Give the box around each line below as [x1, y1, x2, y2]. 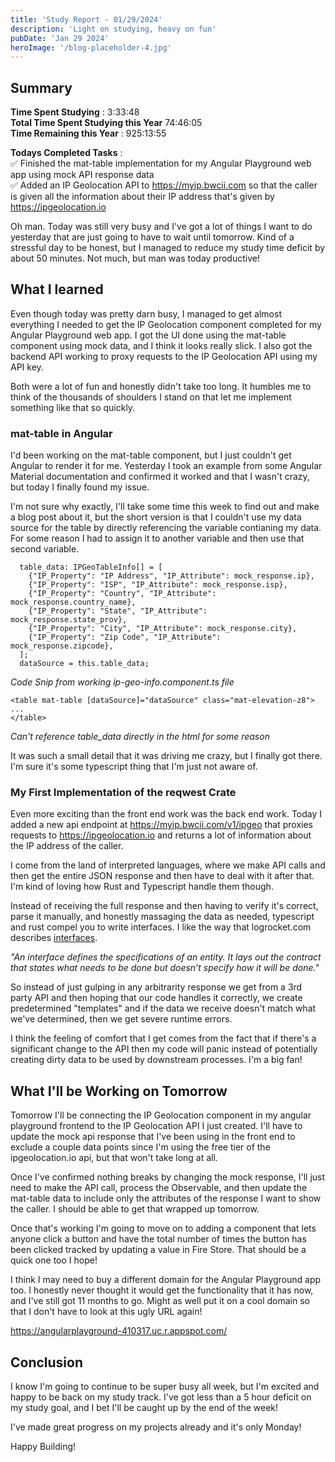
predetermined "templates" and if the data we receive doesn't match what [10, 1002, 317, 1015]
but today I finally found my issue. [10, 481, 150, 493]
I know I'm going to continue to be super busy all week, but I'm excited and [10, 1381, 320, 1393]
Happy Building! [10, 1441, 77, 1453]
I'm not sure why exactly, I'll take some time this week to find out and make [10, 501, 320, 513]
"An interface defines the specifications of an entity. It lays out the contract [10, 951, 322, 963]
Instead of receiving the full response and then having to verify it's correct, [10, 900, 319, 912]
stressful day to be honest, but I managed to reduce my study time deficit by [10, 242, 326, 254]
